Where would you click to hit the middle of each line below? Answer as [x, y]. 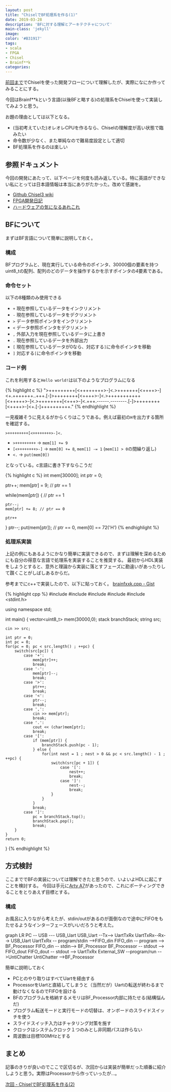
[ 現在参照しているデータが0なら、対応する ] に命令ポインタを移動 [82, 347]
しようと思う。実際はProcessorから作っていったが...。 [63, 1073]
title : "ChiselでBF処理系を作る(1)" [42, 15]
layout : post [19, 10]
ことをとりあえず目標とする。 [41, 892]
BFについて [23, 225]
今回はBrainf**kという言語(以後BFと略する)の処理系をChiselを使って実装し [84, 100]
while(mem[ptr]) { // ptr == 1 [35, 495]
